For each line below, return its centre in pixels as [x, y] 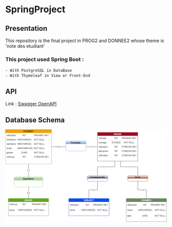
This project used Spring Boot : [45, 59]
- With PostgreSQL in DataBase [39, 71]
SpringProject [35, 9]
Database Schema [35, 120]
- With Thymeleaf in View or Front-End [48, 76]
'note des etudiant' [25, 46]
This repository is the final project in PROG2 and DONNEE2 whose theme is [85, 40]
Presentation [26, 28]
